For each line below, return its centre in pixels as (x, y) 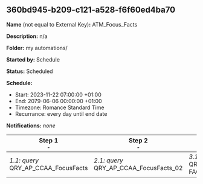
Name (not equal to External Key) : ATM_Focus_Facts (72, 24)
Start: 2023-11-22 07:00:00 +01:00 (58, 94)
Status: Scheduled (30, 71)
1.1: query (24, 160)
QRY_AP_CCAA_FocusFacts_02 (138, 168)
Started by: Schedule (33, 59)
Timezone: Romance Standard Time (60, 107)
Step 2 (138, 140)
